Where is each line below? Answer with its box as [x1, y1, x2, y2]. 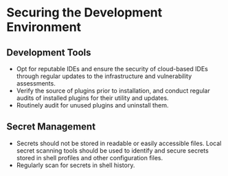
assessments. [16, 79, 56, 87]
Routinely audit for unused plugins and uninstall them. [16, 101, 169, 109]
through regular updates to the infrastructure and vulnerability [16, 72, 192, 80]
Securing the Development [6, 5, 163, 21]
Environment [6, 19, 82, 35]
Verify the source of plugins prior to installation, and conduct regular [16, 87, 210, 95]
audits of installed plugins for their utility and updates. [16, 94, 169, 102]
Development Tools [6, 47, 91, 58]
